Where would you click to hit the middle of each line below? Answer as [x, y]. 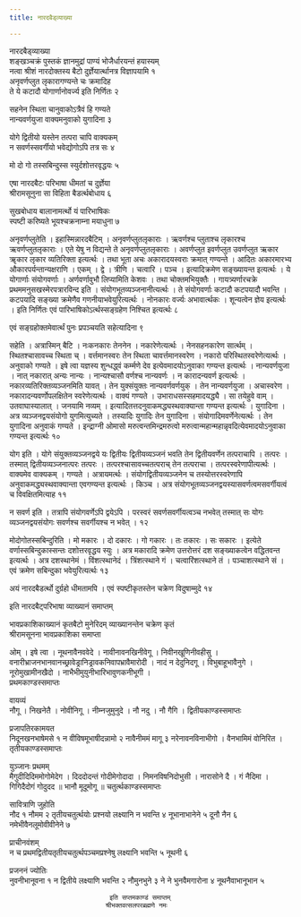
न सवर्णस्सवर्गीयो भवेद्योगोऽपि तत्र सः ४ [62, 147]
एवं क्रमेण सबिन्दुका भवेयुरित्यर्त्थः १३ [59, 570]
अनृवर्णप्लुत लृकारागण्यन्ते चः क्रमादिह [60, 81]
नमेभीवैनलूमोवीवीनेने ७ [40, 824]
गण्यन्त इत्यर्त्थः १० [35, 436]
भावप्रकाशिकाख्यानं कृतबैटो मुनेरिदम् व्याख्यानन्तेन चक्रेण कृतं [92, 624]
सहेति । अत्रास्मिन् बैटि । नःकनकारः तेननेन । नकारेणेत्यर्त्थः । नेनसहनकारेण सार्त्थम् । [131, 345]
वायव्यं [18, 700]
